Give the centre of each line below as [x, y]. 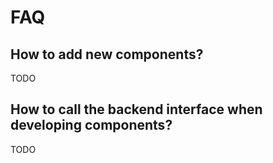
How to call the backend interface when [136, 109]
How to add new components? [107, 54]
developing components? [91, 125]
